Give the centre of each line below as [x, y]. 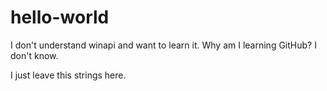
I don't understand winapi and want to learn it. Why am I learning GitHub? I [163, 45]
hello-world [60, 17]
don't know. [34, 55]
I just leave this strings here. [68, 75]
